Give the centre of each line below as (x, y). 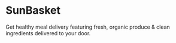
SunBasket (33, 10)
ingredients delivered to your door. (48, 33)
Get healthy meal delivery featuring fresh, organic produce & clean (88, 27)
